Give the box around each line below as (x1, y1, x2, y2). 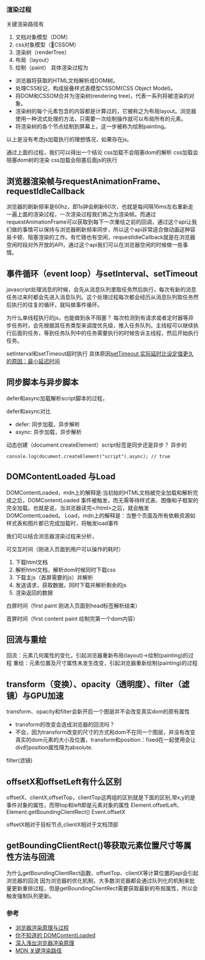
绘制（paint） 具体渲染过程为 (15, 64, 88, 71)
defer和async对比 (6, 408, 51, 415)
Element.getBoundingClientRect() (6, 808, 90, 815)
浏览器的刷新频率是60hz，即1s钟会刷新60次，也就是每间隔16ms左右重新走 (6, 203, 194, 210)
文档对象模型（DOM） (15, 34, 71, 41)
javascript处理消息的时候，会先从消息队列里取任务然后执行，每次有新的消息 (6, 285, 197, 293)
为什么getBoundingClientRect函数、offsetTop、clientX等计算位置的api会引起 (6, 869, 199, 876)
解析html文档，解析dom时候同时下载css (15, 566, 116, 573)
